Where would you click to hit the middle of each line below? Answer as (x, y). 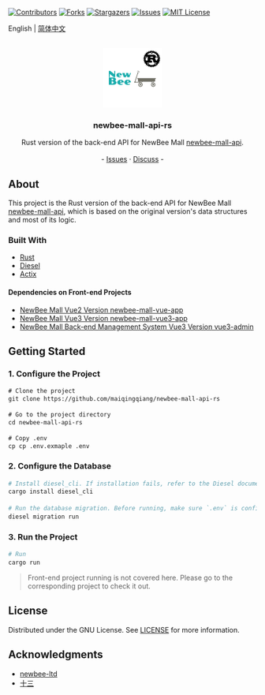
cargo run (24, 563)
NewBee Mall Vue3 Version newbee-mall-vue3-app (103, 318)
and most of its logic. (42, 220)
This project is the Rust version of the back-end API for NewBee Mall (120, 203)
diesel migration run (44, 517)
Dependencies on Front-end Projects (70, 292)
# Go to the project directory (60, 415)
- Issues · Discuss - (132, 159)
